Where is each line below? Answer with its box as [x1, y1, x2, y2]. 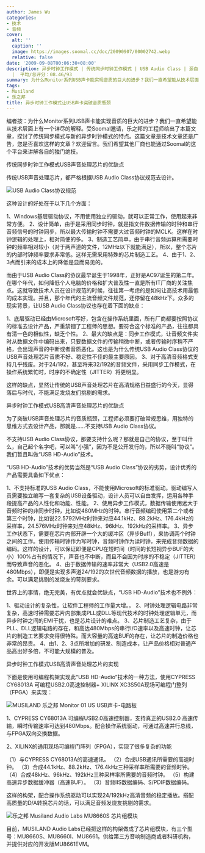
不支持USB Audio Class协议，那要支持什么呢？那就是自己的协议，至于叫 [6, 435, 188, 442]
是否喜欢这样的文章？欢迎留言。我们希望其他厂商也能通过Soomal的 [22, 140, 191, 147]
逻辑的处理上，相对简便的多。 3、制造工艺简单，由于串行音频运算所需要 [11, 236, 193, 243]
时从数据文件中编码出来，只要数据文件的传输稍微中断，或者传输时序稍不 [6, 337, 188, 345]
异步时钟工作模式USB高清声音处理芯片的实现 [6, 660, 119, 668]
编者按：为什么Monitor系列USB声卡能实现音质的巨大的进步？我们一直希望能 [6, 117, 197, 124]
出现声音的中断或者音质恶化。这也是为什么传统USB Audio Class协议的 [22, 345, 198, 353]
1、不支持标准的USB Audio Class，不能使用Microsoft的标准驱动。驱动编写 [6, 484, 193, 491]
